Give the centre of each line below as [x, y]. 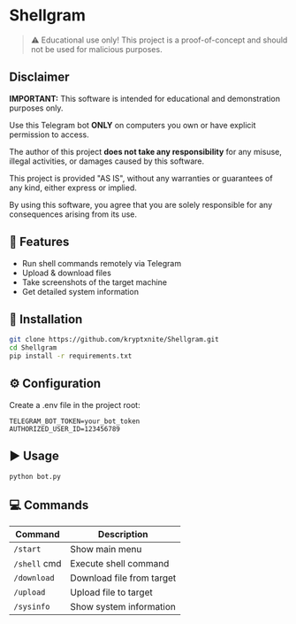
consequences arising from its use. [73, 214]
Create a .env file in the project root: [75, 404]
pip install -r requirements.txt [71, 356]
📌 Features [39, 242]
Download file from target [123, 578]
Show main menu [106, 550]
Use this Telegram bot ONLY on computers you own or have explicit [133, 125]
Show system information [123, 607]
